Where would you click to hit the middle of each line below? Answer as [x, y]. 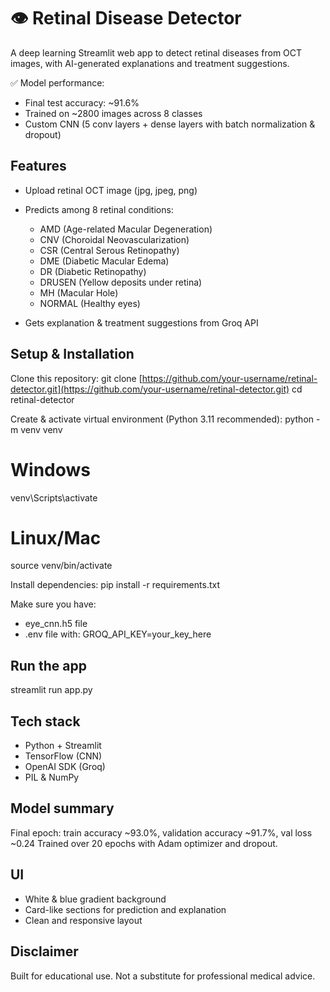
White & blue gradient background [95, 899]
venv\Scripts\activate [54, 497]
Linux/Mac [56, 537]
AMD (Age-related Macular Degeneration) [126, 229]
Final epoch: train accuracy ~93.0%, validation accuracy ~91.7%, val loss [161, 832]
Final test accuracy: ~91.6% [82, 102]
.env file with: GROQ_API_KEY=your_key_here [118, 634]
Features [38, 166]
